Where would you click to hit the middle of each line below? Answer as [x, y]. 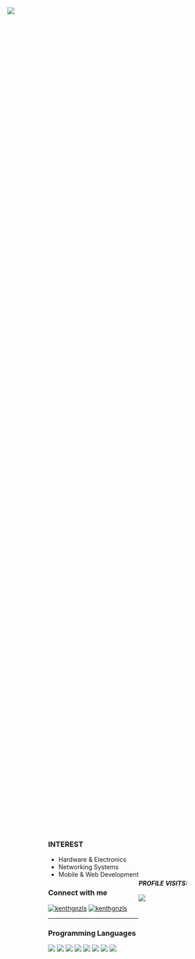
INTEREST [66, 844]
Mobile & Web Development [99, 875]
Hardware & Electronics [93, 860]
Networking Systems [89, 867]
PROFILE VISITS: [163, 884]
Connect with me [78, 893]
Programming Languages [92, 933]
